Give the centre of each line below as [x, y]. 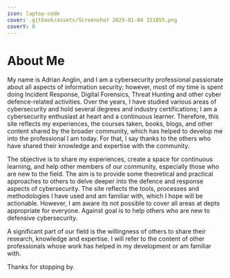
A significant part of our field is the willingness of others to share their [106, 232]
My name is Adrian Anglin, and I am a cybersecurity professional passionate [115, 80]
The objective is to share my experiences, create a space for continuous [110, 159]
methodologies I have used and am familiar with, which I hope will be [105, 196]
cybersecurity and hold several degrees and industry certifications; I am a [112, 109]
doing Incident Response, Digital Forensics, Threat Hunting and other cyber [114, 95]
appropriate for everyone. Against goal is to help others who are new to [109, 211]
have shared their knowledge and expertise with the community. [98, 146]
